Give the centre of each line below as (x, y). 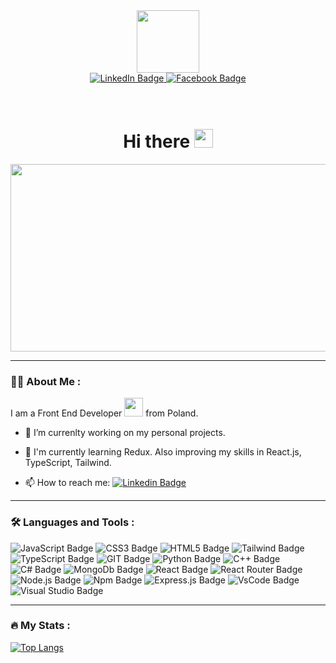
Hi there (157, 141)
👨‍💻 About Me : (46, 381)
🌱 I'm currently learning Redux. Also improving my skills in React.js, (163, 452)
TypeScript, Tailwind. (68, 463)
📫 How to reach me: (67, 483)
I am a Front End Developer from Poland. (104, 413)
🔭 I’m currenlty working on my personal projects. (125, 433)
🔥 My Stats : (40, 626)
